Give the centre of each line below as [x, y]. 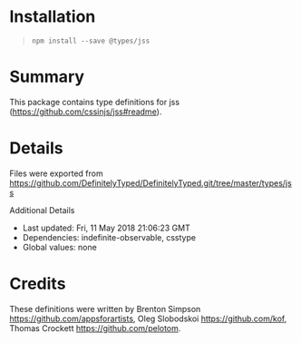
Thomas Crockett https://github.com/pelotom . [95, 328]
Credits [38, 284]
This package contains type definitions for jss [94, 102]
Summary [47, 77]
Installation [53, 17]
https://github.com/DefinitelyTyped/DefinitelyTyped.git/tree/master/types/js [150, 182]
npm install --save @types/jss [91, 41]
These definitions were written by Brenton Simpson [105, 309]
